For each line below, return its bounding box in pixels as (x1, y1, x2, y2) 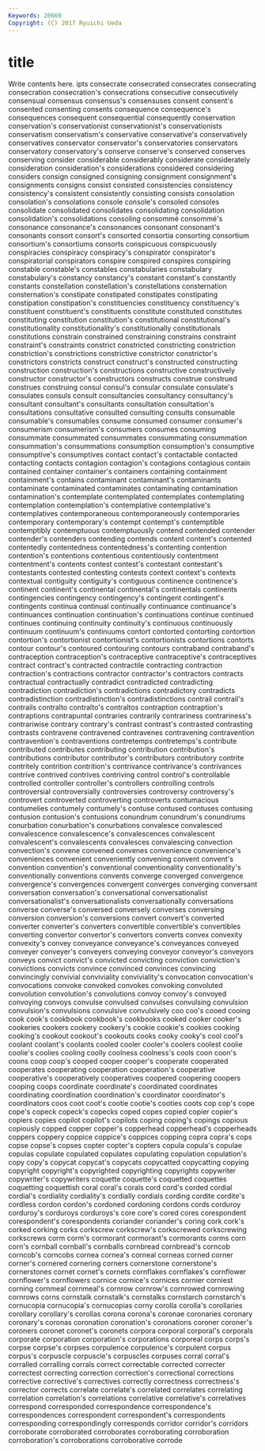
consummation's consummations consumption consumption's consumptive (8, 442, 255, 451)
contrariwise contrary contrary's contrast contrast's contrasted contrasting (8, 719, 253, 729)
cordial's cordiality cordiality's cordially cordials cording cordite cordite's (8, 1191, 245, 1201)
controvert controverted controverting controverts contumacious (8, 795, 219, 805)
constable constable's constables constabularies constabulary (8, 265, 212, 274)
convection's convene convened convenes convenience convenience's (8, 846, 241, 856)
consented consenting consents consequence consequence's (8, 105, 211, 114)
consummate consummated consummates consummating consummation (8, 433, 248, 442)
